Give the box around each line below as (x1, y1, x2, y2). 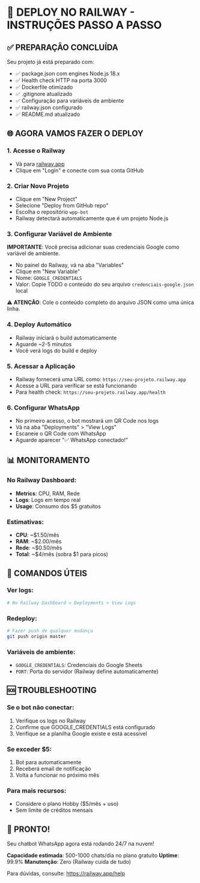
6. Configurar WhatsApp (7, 404, 80, 412)
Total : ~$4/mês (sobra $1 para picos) (15, 551, 109, 558)
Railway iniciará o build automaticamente (15, 334, 117, 341)
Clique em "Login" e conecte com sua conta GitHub (15, 166, 144, 174)
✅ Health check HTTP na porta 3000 (15, 77, 108, 84)
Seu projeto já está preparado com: (7, 59, 94, 65)
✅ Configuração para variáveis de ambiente (15, 97, 124, 104)
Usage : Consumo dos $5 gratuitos (15, 502, 102, 510)
